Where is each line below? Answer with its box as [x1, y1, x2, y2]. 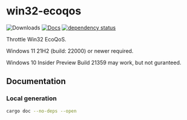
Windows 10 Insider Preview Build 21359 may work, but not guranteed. [6, 59, 182, 66]
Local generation [6, 94, 57, 103]
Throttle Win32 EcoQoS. [6, 35, 66, 43]
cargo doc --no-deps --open [6, 108, 77, 114]
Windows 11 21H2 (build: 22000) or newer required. [6, 47, 134, 55]
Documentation [6, 76, 66, 86]
